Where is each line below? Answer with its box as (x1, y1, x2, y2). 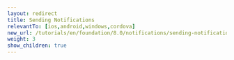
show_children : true (7, 42, 68, 49)
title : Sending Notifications (7, 17, 95, 23)
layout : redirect (7, 10, 58, 17)
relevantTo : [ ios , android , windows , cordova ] (7, 23, 136, 30)
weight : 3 (7, 36, 36, 43)
